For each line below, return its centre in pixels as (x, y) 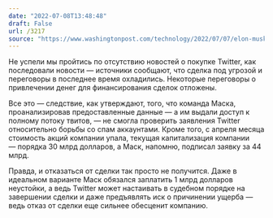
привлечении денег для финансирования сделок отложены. (113, 88)
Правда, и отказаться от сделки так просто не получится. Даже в (123, 171)
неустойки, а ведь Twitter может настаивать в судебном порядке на (127, 189)
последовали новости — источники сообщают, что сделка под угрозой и (135, 71)
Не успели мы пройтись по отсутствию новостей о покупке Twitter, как (132, 62)
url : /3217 (27, 31)
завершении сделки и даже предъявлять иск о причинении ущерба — (131, 197)
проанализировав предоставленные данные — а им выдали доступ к (129, 112)
